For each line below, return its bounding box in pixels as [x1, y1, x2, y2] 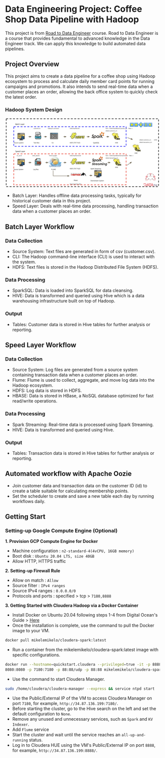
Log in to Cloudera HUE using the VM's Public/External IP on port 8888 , [12, 742, 156, 748]
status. [28, 737, 43, 743]
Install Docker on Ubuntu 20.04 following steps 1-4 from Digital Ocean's [12, 612, 158, 618]
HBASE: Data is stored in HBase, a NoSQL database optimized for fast [12, 393, 154, 399]
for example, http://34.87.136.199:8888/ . [12, 747, 98, 753]
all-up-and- [121, 732, 146, 737]
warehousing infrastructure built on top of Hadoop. [12, 298, 115, 304]
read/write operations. [12, 398, 57, 404]
